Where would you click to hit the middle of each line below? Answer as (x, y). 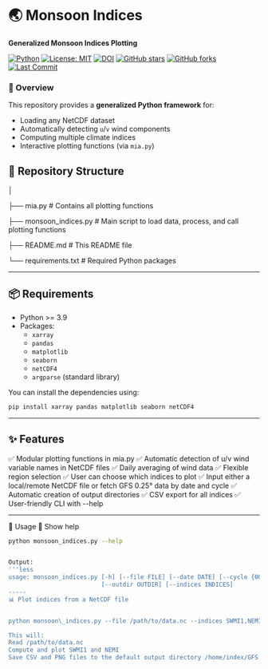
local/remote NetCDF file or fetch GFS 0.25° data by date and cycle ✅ (123, 485)
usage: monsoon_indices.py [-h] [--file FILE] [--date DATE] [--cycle (128, 577)
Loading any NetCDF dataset (67, 121)
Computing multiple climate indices (78, 137)
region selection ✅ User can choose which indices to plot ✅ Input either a (129, 477)
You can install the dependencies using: (74, 392)
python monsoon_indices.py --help (66, 541)
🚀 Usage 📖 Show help (44, 526)
